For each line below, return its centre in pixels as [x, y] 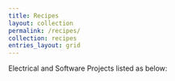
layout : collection [41, 23]
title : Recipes [34, 16]
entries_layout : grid [45, 46]
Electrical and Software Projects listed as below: [88, 68]
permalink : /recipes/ [45, 30]
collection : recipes [43, 38]
